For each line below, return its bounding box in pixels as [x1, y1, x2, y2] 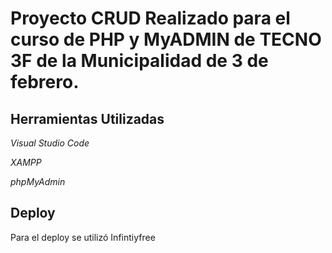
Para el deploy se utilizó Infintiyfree [10, 231, 156, 243]
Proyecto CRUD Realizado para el [10, 7, 291, 30]
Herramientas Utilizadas [10, 110, 165, 127]
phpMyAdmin [10, 176, 66, 187]
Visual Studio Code [10, 137, 90, 149]
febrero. [10, 71, 80, 94]
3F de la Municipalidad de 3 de [10, 50, 269, 72]
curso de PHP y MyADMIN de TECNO [10, 28, 322, 51]
